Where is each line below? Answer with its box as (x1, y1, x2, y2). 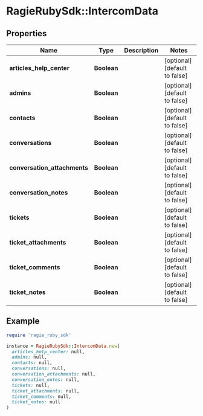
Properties (6, 28, 47, 39)
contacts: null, (11, 360, 53, 366)
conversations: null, (11, 365, 66, 372)
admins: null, (11, 354, 47, 360)
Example (6, 316, 40, 327)
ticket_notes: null (11, 399, 61, 405)
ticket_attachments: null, (11, 388, 80, 394)
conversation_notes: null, (11, 376, 80, 383)
